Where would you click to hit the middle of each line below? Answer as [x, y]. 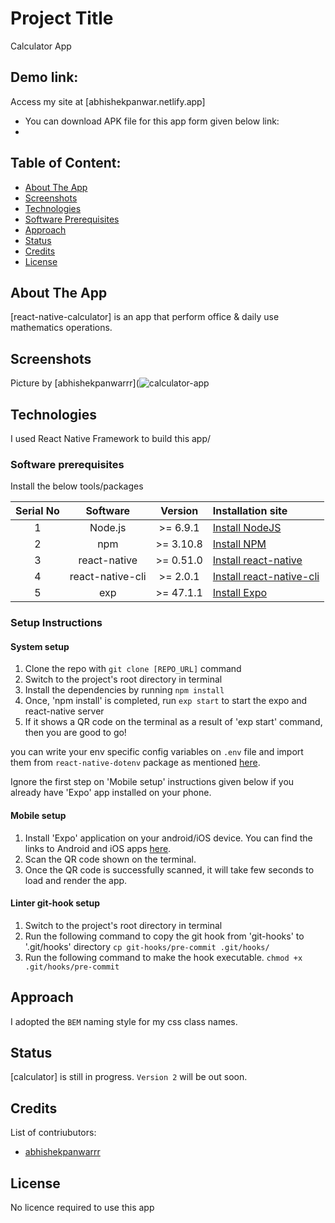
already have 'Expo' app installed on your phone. [111, 793]
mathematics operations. [61, 328]
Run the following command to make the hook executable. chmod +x [163, 957]
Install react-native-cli [266, 577]
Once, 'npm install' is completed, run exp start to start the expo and [166, 701]
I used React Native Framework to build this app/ [111, 438]
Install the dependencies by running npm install [124, 690]
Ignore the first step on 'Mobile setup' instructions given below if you [152, 782]
